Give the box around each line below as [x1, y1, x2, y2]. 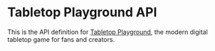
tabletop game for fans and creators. [7, 35, 115, 43]
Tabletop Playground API [7, 4, 157, 21]
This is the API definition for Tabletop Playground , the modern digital [7, 28, 208, 36]
